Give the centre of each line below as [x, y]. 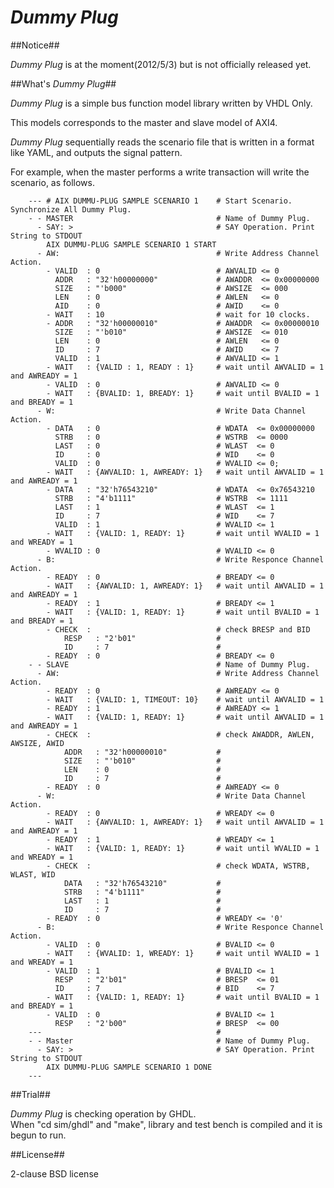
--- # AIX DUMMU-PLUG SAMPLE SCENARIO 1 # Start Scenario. [160, 201]
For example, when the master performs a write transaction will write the [160, 172]
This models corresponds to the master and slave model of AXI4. [144, 122]
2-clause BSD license [54, 1173]
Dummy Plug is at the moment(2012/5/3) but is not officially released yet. [161, 64]
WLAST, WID [33, 874]
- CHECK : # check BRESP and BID [178, 629]
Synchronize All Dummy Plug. [71, 209]
